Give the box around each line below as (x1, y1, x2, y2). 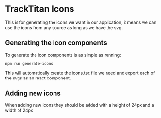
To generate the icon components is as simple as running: (5, 52, 121, 58)
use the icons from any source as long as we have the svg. (5, 24, 123, 30)
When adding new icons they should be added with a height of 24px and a (5, 102, 154, 108)
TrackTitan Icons (5, 3, 74, 15)
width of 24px (5, 107, 33, 113)
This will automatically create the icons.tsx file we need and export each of (5, 70, 155, 76)
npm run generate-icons (5, 61, 54, 66)
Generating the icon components (5, 39, 107, 47)
